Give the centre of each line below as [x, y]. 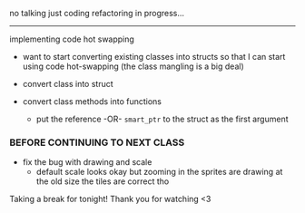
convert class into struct [68, 84]
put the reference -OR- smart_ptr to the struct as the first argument [162, 119]
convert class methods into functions [92, 102]
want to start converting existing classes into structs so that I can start [154, 57]
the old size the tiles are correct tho [103, 181]
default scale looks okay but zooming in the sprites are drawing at [159, 172]
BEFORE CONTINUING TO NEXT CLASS [97, 142]
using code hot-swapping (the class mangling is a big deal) [133, 66]
